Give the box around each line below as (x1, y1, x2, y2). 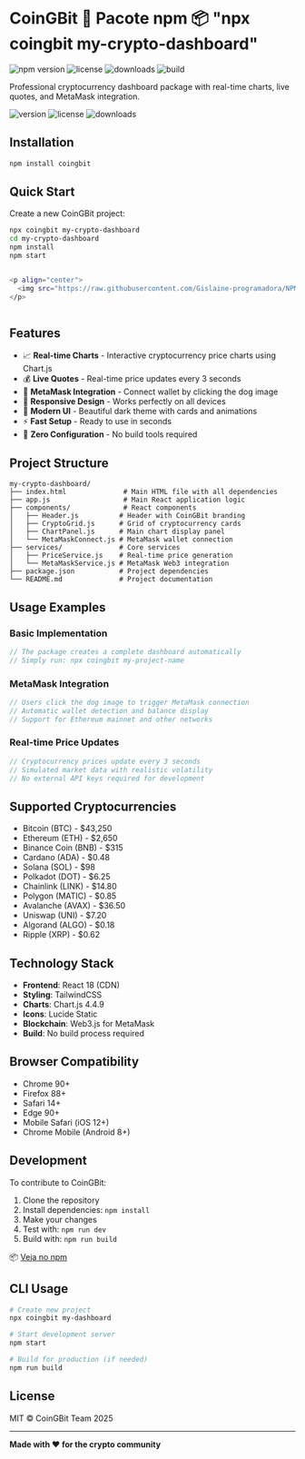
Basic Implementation (9, 627, 108, 640)
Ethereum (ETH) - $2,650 (22, 833, 118, 844)
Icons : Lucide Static (22, 1008, 98, 1019)
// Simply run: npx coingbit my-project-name (9, 656, 184, 665)
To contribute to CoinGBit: (9, 1176, 107, 1187)
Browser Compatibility (9, 1054, 139, 1069)
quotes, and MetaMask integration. (9, 91, 141, 102)
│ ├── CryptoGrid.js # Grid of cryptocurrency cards (9, 520, 242, 529)
